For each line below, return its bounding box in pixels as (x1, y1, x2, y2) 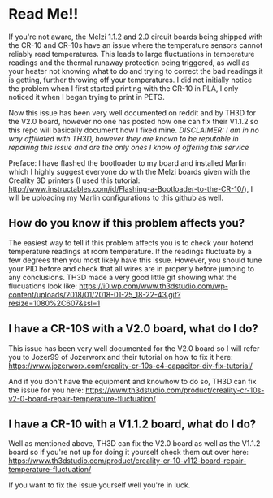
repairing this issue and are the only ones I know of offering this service (8, 142, 249, 152)
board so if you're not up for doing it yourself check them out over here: (8, 448, 249, 457)
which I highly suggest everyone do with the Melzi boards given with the (8, 167, 251, 176)
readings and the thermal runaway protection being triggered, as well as (8, 58, 250, 67)
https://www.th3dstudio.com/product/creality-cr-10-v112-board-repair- (8, 456, 247, 466)
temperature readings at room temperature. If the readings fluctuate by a (8, 246, 252, 256)
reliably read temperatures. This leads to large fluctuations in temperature (8, 49, 255, 58)
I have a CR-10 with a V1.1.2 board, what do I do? (8, 417, 257, 431)
